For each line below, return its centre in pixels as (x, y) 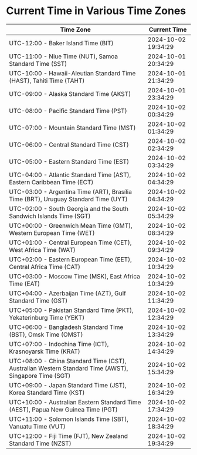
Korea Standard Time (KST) (47, 393)
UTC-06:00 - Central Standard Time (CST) (69, 144)
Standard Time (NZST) (40, 443)
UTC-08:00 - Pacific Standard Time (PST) (68, 111)
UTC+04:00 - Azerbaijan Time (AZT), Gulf (67, 293)
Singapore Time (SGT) (40, 376)
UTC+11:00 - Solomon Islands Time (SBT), (69, 419)
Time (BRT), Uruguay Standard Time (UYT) (68, 199)
